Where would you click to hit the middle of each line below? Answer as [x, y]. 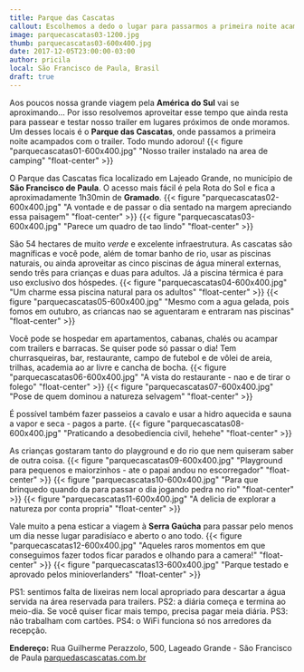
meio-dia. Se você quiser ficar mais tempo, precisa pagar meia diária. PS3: [149, 611]
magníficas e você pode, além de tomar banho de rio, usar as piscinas [140, 253]
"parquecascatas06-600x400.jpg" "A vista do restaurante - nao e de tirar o [150, 376]
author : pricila [40, 60]
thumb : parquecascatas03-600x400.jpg [81, 43]
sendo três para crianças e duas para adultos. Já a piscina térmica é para [146, 272]
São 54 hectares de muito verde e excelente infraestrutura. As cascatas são [151, 243]
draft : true [32, 77]
